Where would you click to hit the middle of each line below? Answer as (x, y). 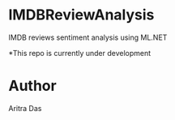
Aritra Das (25, 108)
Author (32, 86)
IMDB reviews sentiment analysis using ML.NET (88, 37)
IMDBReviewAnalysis (81, 15)
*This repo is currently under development (80, 53)
